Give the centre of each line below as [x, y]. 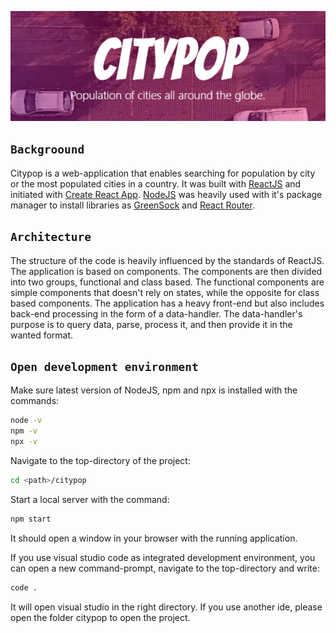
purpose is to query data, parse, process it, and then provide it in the [151, 324]
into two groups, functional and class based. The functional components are [167, 282]
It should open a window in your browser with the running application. [154, 538]
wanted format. [42, 335]
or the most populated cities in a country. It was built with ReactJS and [156, 183]
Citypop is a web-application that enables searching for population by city [163, 173]
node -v [26, 421]
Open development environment [104, 367]
